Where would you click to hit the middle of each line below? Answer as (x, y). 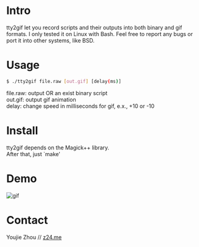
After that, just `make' (34, 154)
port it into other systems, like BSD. (50, 40)
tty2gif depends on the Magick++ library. (58, 148)
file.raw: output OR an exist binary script (57, 93)
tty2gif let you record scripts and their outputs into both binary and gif (94, 27)
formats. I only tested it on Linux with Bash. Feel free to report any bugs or (100, 34)
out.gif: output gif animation (41, 99)
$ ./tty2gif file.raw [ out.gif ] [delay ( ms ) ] (64, 81)
